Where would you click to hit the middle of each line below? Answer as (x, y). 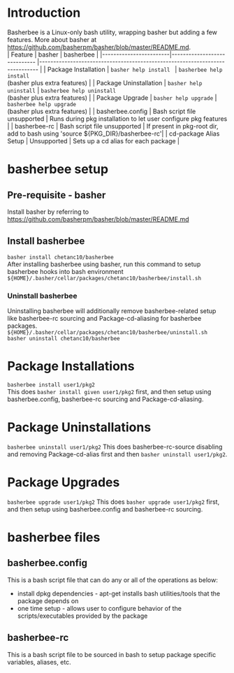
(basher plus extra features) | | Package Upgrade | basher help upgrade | (112, 97)
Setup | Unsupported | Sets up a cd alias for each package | (94, 140)
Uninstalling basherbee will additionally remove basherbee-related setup (112, 311)
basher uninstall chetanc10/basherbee (64, 339)
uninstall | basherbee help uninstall (62, 90)
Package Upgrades (64, 483)
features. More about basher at (52, 39)
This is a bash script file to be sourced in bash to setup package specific (112, 654)
